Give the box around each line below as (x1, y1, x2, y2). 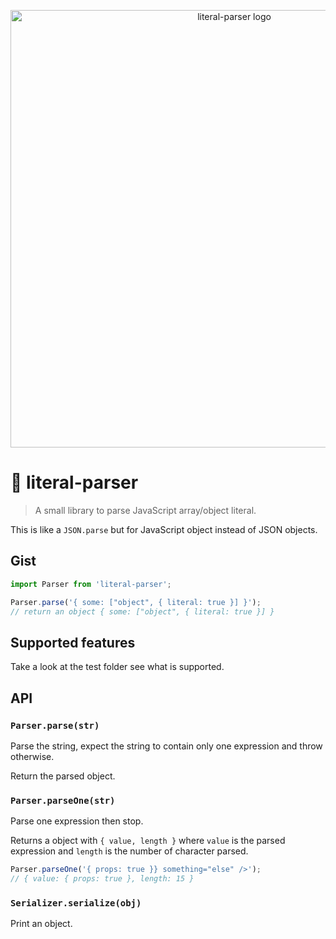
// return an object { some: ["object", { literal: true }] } (10, 606, 275, 617)
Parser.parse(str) (10, 720, 100, 731)
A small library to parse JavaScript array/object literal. (34, 504, 257, 516)
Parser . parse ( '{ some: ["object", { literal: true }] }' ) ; (10, 597, 262, 607)
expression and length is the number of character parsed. (10, 845, 249, 857)
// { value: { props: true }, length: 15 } (10, 874, 195, 884)
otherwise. (10, 750, 55, 762)
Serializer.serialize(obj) (10, 897, 142, 909)
